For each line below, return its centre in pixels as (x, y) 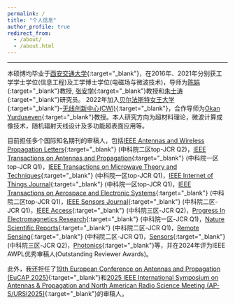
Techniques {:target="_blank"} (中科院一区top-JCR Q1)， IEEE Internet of (110, 176)
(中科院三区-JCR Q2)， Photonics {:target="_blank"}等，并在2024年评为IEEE (116, 245)
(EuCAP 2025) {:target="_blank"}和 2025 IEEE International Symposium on (113, 277)
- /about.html (34, 46)
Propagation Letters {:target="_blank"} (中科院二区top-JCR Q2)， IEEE (107, 149)
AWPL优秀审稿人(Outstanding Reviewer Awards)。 (80, 254)
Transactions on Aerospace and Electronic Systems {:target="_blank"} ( (110, 193)
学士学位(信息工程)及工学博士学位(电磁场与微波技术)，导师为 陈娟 (107, 82)
